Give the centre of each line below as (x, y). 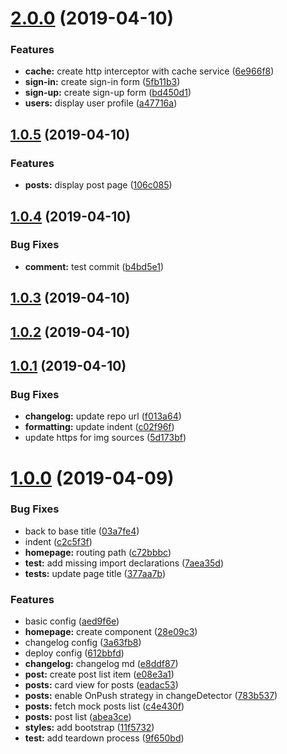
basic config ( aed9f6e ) (72, 621)
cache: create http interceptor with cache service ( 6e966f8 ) (149, 71)
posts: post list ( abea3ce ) (78, 717)
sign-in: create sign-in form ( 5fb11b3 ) (102, 82)
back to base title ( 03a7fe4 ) (82, 531)
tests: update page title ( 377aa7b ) (95, 573)
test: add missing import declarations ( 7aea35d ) (124, 563)
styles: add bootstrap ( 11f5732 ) (89, 728)
